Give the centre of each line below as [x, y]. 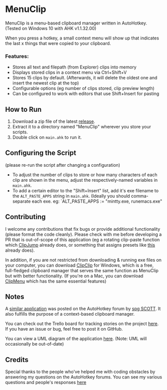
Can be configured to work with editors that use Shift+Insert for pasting [86, 94]
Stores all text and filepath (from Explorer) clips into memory [74, 67]
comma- [140, 196]
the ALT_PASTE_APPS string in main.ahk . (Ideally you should [71, 196]
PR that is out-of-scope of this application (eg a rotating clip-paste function [83, 239]
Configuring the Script [41, 153]
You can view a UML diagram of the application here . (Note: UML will [76, 339]
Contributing [25, 217]
